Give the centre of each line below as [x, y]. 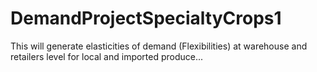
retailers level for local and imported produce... [107, 56]
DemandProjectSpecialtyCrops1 [146, 18]
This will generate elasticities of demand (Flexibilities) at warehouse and [159, 46]
